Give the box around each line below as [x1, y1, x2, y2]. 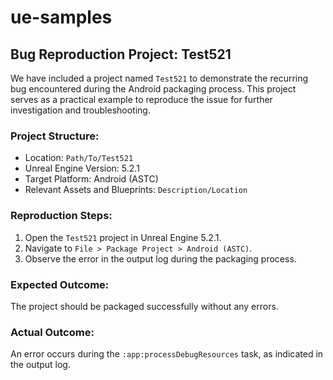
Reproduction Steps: [10, 209, 113, 223]
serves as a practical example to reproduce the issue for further [10, 94, 273, 105]
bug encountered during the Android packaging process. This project [10, 83, 297, 95]
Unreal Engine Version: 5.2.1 [24, 162, 140, 175]
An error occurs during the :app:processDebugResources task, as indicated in [10, 348, 324, 360]
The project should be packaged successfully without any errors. [10, 300, 279, 312]
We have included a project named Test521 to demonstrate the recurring [10, 72, 309, 84]
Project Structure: [10, 129, 100, 143]
